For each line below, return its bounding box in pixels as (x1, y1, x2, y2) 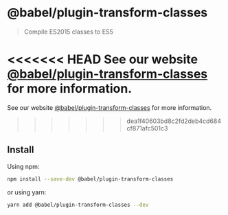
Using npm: (7, 162, 40, 170)
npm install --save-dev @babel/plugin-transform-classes (7, 175, 174, 183)
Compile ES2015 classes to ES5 (23, 27, 113, 36)
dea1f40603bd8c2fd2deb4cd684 (126, 117, 222, 125)
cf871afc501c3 (126, 124, 168, 132)
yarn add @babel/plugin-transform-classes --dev (7, 201, 149, 208)
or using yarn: (7, 188, 47, 196)
